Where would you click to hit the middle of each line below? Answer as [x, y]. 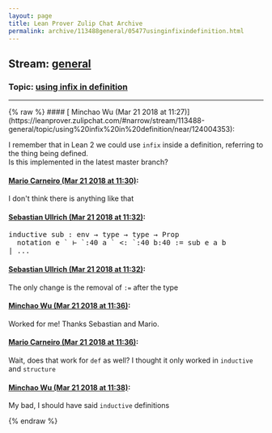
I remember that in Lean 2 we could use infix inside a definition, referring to [136, 145]
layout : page [30, 16]
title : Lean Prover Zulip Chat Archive [76, 23]
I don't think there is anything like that [71, 198]
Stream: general [50, 64]
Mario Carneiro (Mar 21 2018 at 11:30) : [74, 180]
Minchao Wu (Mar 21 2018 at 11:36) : [70, 306]
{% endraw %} [33, 421]
